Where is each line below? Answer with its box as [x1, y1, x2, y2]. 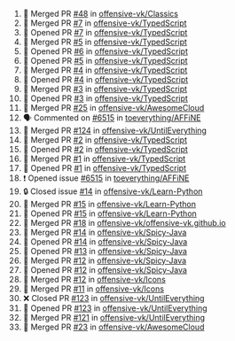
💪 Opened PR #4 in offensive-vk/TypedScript [22, 74, 189, 84]
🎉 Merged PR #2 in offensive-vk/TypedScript [22, 135, 188, 145]
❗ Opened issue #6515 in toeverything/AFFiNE [22, 173, 190, 183]
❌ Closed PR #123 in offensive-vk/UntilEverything [22, 293, 205, 303]
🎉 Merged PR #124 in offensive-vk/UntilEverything [22, 125, 208, 136]
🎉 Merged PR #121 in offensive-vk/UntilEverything [22, 313, 206, 322]
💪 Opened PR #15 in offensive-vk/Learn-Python [22, 208, 198, 219]
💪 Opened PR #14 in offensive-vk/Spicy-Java [22, 236, 188, 247]
